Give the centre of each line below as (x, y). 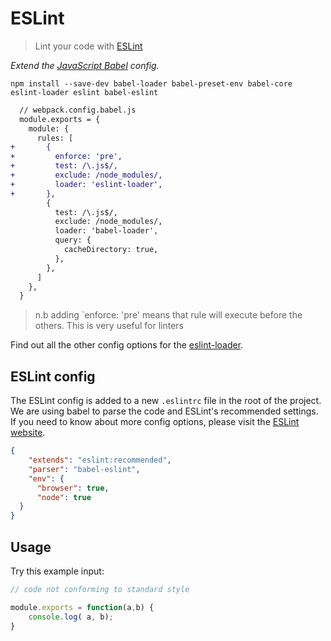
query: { (73, 240)
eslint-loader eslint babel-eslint (84, 92)
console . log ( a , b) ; (71, 617)
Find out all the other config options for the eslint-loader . (127, 345)
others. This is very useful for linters (109, 326)
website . (28, 433)
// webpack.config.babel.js (78, 110)
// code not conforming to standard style (100, 589)
